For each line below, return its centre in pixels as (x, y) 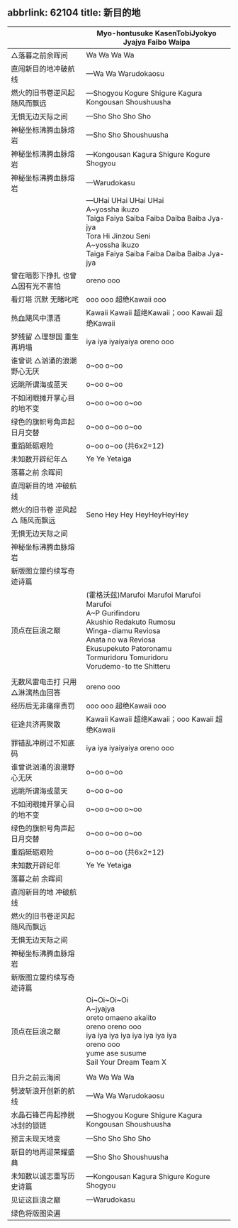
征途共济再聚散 (36, 724)
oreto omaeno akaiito (121, 1017)
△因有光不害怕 (36, 286)
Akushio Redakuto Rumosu (131, 622)
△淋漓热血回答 (36, 692)
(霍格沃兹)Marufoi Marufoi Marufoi (143, 595)
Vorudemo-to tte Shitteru (128, 666)
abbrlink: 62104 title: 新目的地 (74, 13)
